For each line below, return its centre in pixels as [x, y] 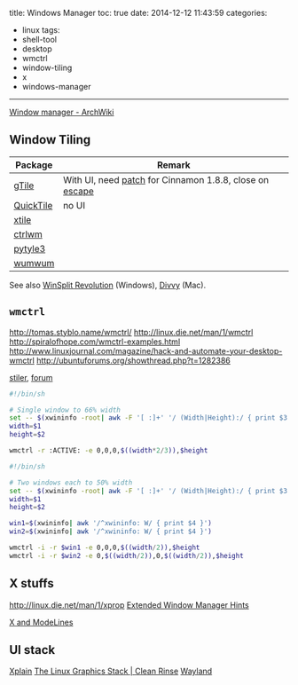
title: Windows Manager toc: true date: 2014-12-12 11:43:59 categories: [138, 13]
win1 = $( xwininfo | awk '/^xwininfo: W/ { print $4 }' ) [111, 524]
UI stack [32, 650]
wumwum [34, 263]
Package [34, 165]
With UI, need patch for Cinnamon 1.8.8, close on [166, 179]
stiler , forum [31, 377]
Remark [173, 165]
